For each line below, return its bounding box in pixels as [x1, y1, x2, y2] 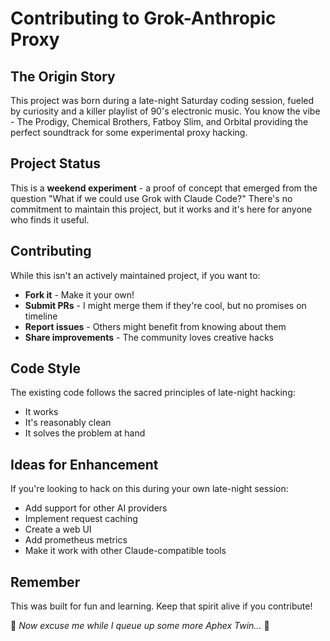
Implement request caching [24, 513, 138, 525]
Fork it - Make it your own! [24, 288, 135, 301]
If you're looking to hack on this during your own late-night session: [10, 483, 289, 495]
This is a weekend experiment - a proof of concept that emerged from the [10, 182, 318, 194]
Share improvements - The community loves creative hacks [24, 331, 275, 343]
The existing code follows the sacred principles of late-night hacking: [10, 387, 296, 399]
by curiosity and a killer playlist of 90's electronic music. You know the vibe [10, 105, 321, 117]
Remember [10, 573, 81, 591]
